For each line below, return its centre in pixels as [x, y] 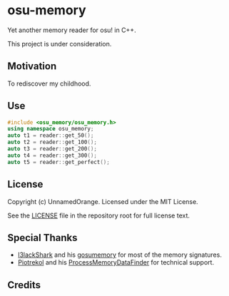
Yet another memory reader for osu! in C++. [72, 30]
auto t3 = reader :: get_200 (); [52, 149]
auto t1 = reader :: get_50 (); [51, 136]
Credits [24, 285]
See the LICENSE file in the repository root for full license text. [99, 215]
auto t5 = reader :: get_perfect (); [59, 162]
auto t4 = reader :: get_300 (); [52, 155]
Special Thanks [42, 238]
